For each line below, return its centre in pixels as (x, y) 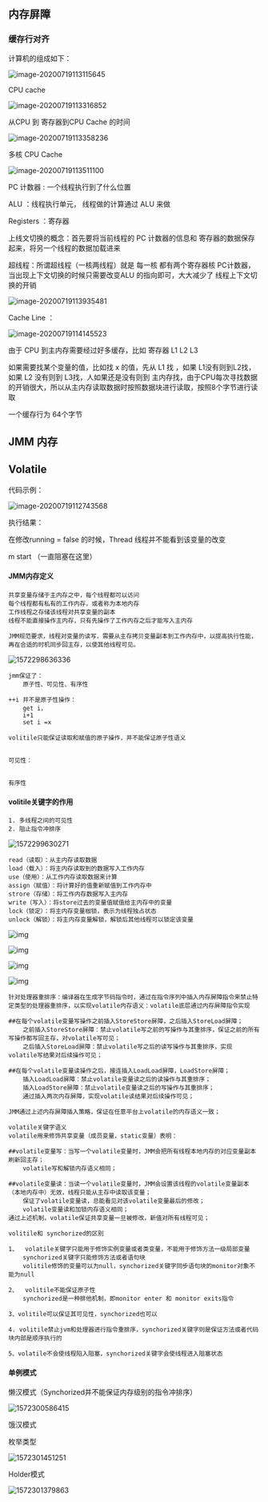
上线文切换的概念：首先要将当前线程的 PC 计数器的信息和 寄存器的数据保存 (132, 238)
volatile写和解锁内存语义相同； (70, 1169)
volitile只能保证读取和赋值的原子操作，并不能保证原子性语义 (97, 738)
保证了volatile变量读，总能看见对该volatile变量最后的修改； (114, 1201)
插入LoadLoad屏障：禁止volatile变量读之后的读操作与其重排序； (117, 1080)
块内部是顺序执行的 (35, 1339)
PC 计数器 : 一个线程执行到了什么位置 (70, 187)
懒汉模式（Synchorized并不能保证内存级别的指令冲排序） (103, 1391)
